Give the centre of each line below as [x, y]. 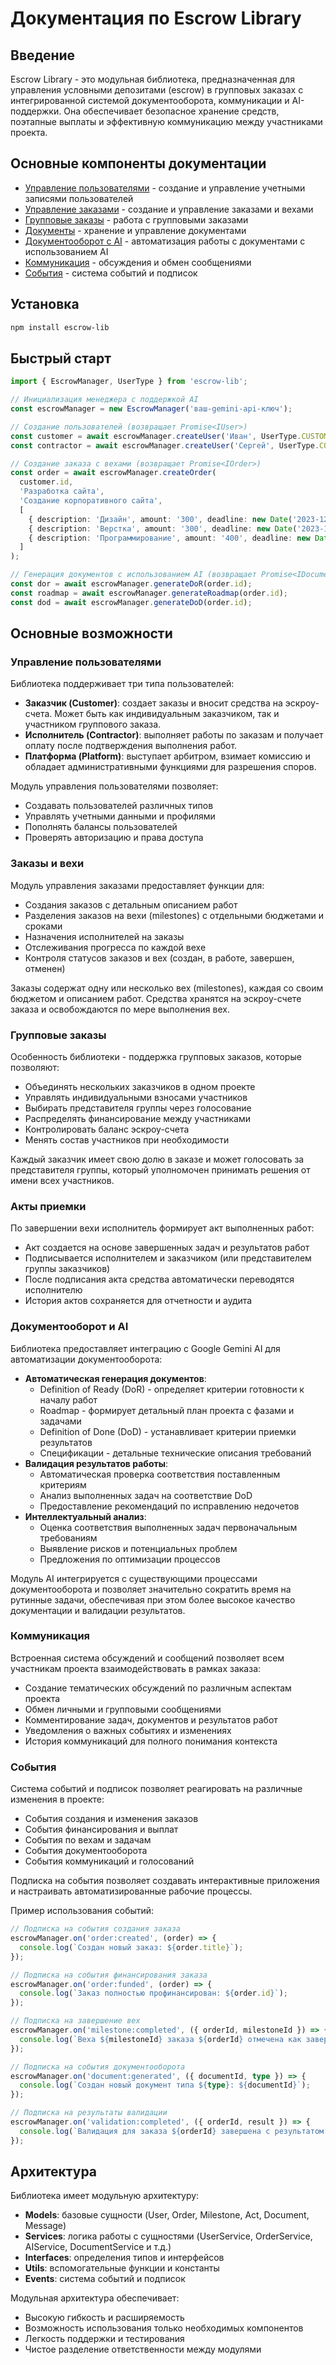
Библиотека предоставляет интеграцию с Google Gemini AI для [145, 1348]
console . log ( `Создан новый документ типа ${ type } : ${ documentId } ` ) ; [165, 2085]
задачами [60, 1421]
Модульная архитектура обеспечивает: [95, 2298]
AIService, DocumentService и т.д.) [98, 2247]
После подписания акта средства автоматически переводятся [159, 1279]
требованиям [68, 1538]
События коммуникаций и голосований [109, 1861]
